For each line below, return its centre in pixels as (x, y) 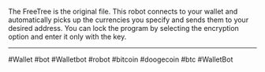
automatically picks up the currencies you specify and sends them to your (129, 20)
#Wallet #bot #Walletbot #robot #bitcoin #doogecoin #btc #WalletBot (121, 59)
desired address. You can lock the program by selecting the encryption (123, 28)
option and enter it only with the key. (67, 36)
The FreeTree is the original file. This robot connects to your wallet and (123, 11)
